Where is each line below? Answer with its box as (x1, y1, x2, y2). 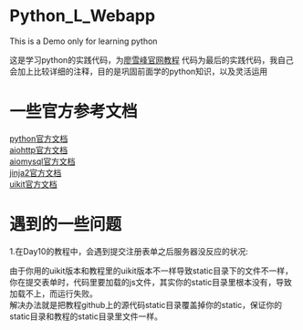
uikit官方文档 (9, 179, 57, 190)
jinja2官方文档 (9, 167, 62, 178)
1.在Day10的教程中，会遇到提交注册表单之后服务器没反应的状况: (9, 245, 248, 256)
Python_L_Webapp (9, 5, 156, 26)
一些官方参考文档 (9, 101, 139, 122)
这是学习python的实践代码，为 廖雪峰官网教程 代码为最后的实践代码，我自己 (9, 54, 294, 65)
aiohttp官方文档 (9, 144, 68, 155)
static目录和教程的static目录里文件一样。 (9, 311, 162, 322)
